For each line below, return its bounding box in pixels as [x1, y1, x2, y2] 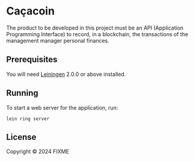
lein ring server [6, 116, 50, 122]
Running [6, 88, 39, 98]
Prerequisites [6, 54, 58, 65]
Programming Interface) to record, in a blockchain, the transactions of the [6, 30, 189, 37]
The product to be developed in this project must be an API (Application [6, 24, 184, 31]
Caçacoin [6, 4, 55, 18]
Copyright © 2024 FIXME [6, 148, 70, 155]
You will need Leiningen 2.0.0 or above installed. [6, 71, 126, 78]
